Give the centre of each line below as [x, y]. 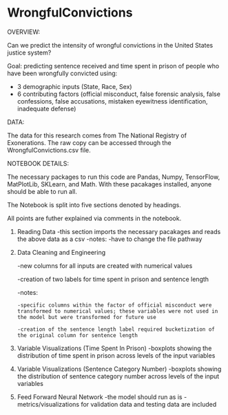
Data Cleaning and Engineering [61, 252]
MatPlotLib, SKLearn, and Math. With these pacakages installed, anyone [110, 184]
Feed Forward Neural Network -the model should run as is [100, 397]
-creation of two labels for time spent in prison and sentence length [113, 279]
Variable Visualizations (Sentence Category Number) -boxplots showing [119, 369]
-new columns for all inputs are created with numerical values [105, 266]
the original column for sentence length [77, 335]
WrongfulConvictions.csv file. [49, 150]
